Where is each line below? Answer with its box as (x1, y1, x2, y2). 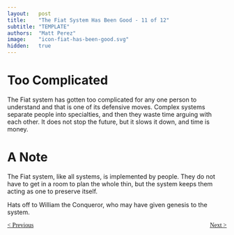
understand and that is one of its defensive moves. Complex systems (7, 102, 205, 111)
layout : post (7, 10, 52, 17)
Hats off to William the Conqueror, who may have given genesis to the (7, 200, 208, 209)
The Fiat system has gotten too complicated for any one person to (7, 95, 197, 104)
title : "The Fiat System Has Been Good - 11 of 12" (7, 17, 170, 24)
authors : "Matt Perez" (7, 29, 77, 37)
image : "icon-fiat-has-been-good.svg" (7, 36, 130, 43)
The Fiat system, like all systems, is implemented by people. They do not (7, 172, 216, 181)
